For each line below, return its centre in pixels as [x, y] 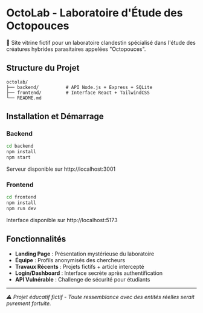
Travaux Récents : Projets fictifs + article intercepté [79, 266]
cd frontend [21, 197]
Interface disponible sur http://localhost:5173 [62, 220]
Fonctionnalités [36, 239]
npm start [19, 157]
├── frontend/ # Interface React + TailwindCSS [78, 93]
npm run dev [21, 209]
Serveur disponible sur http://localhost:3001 [61, 169]
